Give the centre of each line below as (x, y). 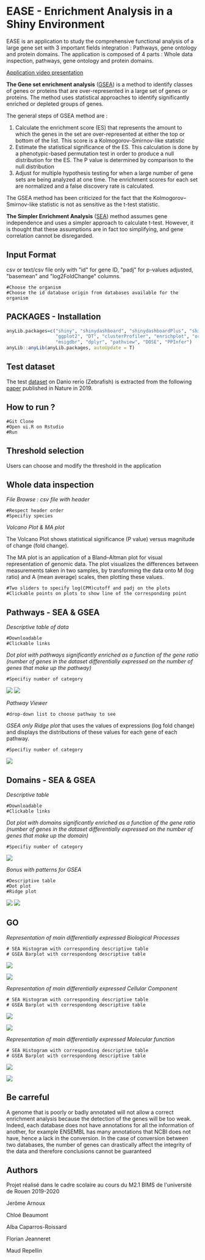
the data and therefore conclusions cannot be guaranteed (79, 1151)
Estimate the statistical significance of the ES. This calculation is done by (107, 147)
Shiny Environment (56, 24)
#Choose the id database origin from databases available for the (92, 293)
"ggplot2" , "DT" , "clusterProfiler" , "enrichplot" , (122, 337)
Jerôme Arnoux (26, 1203)
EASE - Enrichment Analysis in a (90, 11)
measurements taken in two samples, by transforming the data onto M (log (100, 570)
